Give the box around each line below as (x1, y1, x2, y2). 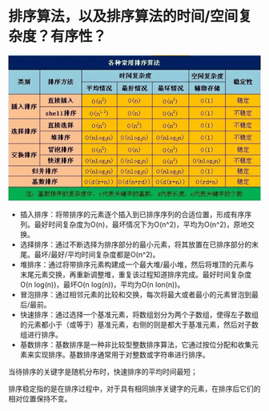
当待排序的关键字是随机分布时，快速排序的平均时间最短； (8, 367, 198, 377)
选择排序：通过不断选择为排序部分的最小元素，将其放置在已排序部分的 (19, 240, 252, 249)
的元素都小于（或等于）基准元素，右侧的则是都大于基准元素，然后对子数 (19, 320, 259, 329)
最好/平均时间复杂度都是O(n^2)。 (50, 250, 160, 260)
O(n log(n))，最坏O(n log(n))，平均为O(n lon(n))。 (19, 280, 185, 289)
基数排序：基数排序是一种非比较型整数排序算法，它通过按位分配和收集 (19, 340, 252, 349)
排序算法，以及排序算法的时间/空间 (8, 7, 239, 26)
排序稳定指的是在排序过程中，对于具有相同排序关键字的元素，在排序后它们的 (8, 384, 261, 393)
